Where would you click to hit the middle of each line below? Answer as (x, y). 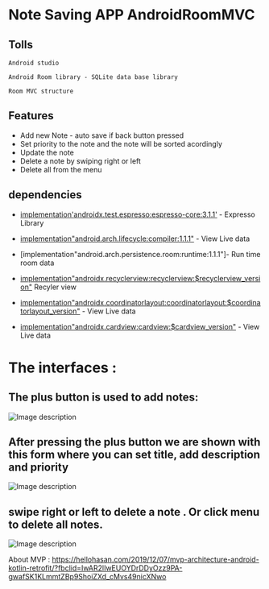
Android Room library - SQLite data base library (93, 77)
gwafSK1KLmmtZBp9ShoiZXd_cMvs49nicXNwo (87, 577)
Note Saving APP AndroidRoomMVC (132, 15)
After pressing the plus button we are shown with (134, 442)
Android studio (34, 63)
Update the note (47, 152)
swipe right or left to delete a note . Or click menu (134, 512)
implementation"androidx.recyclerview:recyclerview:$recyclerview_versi (140, 278)
